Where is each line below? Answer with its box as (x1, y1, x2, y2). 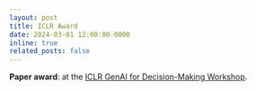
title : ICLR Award (9, 22, 78, 31)
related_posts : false (9, 47, 91, 56)
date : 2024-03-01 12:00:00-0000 (9, 30, 130, 39)
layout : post (9, 13, 58, 23)
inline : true (9, 38, 58, 48)
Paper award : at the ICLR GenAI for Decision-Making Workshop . (9, 71, 248, 82)
